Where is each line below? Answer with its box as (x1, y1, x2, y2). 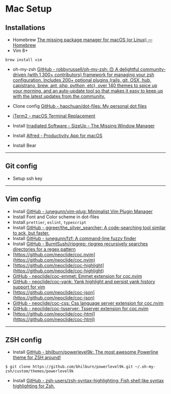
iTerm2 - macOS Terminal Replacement (12, 113, 96, 119)
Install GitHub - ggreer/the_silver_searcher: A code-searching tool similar (12, 224, 166, 231)
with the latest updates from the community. (12, 93, 106, 99)
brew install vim (5, 57, 42, 62)
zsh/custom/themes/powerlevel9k (5, 369, 74, 374)
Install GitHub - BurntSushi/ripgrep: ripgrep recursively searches (12, 241, 148, 247)
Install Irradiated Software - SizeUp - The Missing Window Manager (12, 123, 155, 128)
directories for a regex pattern (12, 246, 76, 252)
